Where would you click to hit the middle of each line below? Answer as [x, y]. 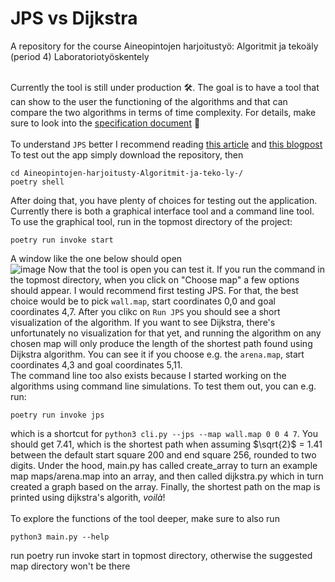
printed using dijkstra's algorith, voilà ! [88, 497]
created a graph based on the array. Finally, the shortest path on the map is [165, 486]
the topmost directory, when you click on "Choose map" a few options [155, 279]
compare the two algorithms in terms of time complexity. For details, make [163, 112]
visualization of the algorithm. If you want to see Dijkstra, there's [143, 322]
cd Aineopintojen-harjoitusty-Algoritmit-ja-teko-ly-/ [127, 173]
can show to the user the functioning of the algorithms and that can [149, 101]
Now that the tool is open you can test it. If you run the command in [186, 269]
